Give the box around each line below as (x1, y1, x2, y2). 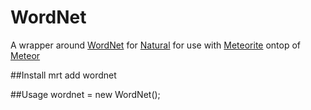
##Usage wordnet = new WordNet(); (10, 88, 161, 100)
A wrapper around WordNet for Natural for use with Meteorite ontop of (10, 39, 302, 51)
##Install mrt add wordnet (10, 69, 117, 81)
